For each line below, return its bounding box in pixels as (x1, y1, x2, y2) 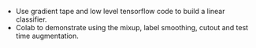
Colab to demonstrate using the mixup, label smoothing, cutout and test (15, 23, 249, 32)
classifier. (15, 15, 47, 24)
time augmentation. (15, 31, 79, 40)
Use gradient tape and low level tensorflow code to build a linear (15, 7, 225, 15)
